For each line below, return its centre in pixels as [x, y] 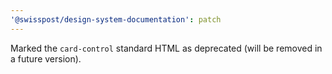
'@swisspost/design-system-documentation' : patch [116, 19]
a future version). [46, 58]
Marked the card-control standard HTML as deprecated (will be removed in [166, 48]
